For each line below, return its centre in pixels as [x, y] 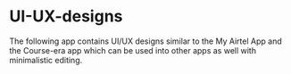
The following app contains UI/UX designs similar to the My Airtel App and [146, 41]
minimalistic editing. [46, 60]
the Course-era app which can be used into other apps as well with [133, 50]
